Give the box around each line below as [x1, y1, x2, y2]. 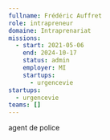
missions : [8, 34, 42, 42]
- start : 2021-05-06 [15, 42, 84, 50]
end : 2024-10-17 [22, 49, 78, 57]
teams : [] [8, 101, 42, 109]
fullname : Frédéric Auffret [8, 11, 103, 20]
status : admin [22, 57, 70, 65]
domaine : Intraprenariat [8, 26, 92, 34]
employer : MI [22, 64, 67, 72]
